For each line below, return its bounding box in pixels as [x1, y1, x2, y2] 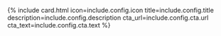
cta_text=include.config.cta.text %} [7, 21, 111, 29]
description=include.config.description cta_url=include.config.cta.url [7, 13, 209, 22]
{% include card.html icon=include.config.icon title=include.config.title [7, 6, 215, 14]
